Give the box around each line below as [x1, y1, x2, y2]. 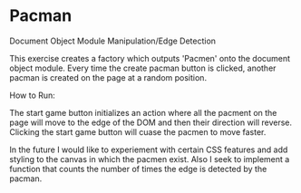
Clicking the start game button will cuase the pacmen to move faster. [9, 126, 267, 137]
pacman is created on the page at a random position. [9, 72, 207, 82]
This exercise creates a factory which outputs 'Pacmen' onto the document [9, 53, 291, 63]
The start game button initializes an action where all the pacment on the [9, 107, 277, 118]
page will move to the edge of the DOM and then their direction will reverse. [9, 117, 293, 128]
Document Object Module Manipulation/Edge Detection [9, 35, 216, 46]
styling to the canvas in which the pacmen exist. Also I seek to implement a [9, 153, 290, 164]
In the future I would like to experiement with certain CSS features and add [9, 144, 288, 155]
